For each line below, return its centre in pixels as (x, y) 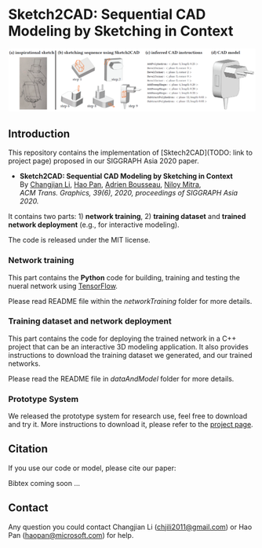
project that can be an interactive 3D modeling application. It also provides (128, 346)
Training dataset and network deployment (90, 321)
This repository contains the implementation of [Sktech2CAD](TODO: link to (131, 153)
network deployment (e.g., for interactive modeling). (94, 225)
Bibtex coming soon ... (44, 483)
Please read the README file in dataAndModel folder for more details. (121, 378)
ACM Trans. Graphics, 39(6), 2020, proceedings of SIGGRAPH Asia (128, 193)
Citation (28, 449)
